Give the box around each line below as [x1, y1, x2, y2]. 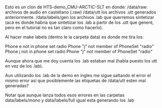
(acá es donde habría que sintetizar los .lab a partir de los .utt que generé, [5, 19, 154, 25]
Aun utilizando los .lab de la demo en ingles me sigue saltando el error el [5, 73, 151, 78]
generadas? [5, 83, 29, 89]
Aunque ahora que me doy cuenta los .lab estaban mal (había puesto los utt [5, 58, 157, 63]
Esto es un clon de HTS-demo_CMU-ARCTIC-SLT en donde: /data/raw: [5, 4, 148, 10]
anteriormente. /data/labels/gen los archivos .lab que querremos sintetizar [5, 15, 155, 20]
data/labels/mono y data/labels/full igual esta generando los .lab [5, 97, 134, 103]
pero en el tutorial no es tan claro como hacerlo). [5, 25, 103, 31]
